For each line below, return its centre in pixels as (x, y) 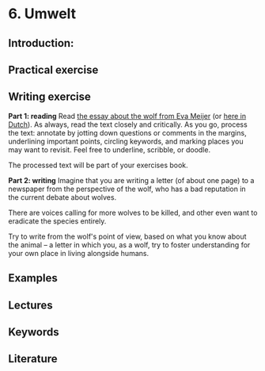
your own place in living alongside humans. (78, 253)
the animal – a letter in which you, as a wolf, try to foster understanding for (129, 245)
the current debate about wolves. (62, 197)
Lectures (30, 305)
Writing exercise (49, 97)
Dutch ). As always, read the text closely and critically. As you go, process (128, 124)
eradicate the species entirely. (57, 221)
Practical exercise (53, 69)
